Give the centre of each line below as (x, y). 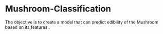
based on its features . (27, 27)
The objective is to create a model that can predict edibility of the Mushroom (82, 22)
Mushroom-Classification (58, 9)
